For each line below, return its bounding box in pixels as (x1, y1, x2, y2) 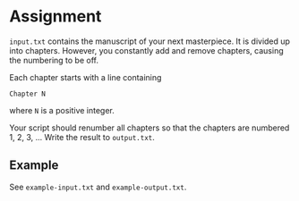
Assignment (9, 6, 102, 27)
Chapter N (9, 89, 47, 98)
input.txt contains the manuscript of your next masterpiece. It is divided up (9, 36, 291, 46)
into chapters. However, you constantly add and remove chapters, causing (9, 45, 284, 55)
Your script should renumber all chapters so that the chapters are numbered (9, 122, 290, 133)
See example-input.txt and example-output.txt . (9, 181, 187, 192)
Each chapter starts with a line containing (9, 71, 162, 82)
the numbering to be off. (9, 54, 98, 65)
